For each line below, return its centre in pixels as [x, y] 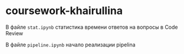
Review [14, 33]
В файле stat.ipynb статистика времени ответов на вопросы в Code [92, 27]
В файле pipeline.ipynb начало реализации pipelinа [71, 45]
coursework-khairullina [64, 11]
